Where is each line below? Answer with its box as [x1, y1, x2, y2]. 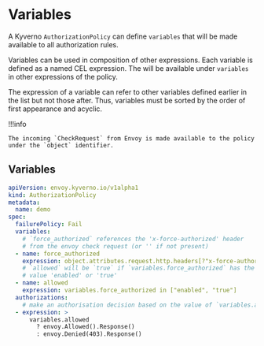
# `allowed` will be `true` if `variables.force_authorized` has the [22, 264, 255, 273]
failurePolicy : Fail [15, 221, 82, 229]
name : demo [15, 206, 51, 214]
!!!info [8, 119, 27, 128]
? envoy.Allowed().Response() [36, 323, 135, 331]
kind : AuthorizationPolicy [8, 191, 97, 199]
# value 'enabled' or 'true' [22, 272, 118, 280]
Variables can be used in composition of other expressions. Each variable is [8, 55, 253, 65]
